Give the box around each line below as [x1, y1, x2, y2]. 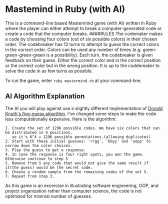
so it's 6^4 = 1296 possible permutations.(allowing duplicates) [11, 134, 151, 139]
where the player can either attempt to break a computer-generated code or [5, 25, 162, 31]
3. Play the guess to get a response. [5, 147, 86, 152]
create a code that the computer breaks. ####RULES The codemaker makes [5, 30, 163, 36]
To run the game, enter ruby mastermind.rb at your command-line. [5, 77, 142, 83]
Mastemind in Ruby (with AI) [5, 3, 125, 15]
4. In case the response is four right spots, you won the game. [5, 151, 144, 157]
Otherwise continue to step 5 [5, 156, 68, 161]
